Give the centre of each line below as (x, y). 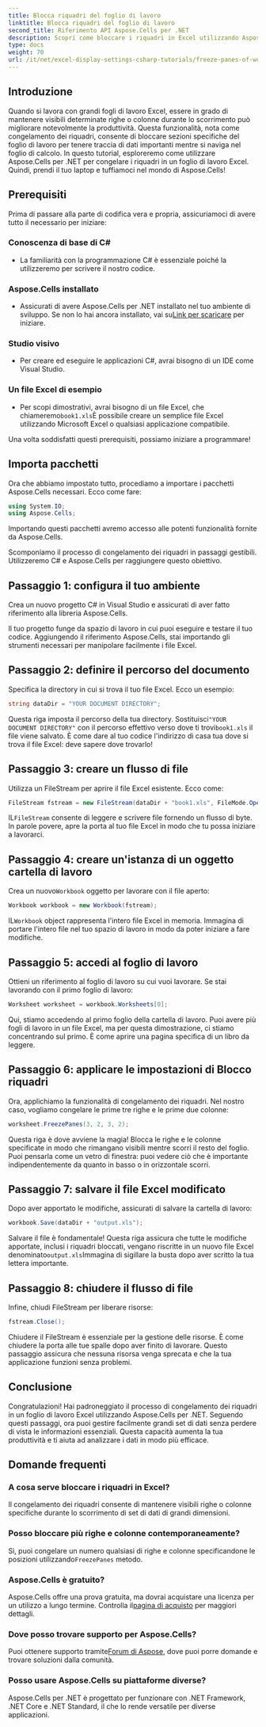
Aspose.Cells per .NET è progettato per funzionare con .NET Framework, (127, 1698)
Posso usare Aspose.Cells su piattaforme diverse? (107, 1680)
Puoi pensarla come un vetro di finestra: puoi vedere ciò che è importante (128, 1156)
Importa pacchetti (53, 464)
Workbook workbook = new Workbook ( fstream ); (83, 905)
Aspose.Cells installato (53, 288)
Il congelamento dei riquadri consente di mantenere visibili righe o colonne (130, 1504)
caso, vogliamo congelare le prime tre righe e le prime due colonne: (119, 1109)
